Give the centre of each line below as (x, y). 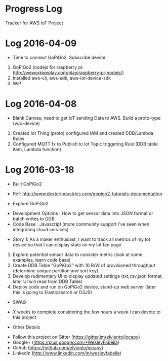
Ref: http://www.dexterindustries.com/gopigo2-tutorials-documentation (87, 194)
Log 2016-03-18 (40, 170)
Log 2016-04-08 (41, 104)
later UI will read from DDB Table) (47, 281)
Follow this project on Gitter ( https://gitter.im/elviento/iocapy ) (76, 337)
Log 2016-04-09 (41, 43)
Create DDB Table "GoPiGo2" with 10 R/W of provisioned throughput (84, 265)
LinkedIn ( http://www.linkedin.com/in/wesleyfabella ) (67, 353)
